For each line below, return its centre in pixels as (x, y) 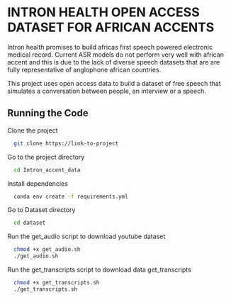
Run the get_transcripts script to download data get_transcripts (99, 270)
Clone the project (33, 130)
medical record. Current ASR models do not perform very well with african (116, 55)
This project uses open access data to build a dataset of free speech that (114, 83)
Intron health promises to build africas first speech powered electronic (110, 47)
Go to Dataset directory (41, 210)
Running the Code (48, 113)
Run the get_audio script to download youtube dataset (86, 237)
